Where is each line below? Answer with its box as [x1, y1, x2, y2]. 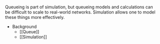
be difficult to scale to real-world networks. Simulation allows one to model [5, 9, 156, 15]
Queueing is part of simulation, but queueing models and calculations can [5, 4, 153, 10]
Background [12, 24, 37, 29]
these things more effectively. [5, 15, 65, 20]
